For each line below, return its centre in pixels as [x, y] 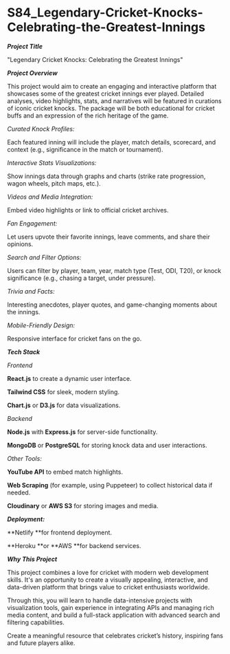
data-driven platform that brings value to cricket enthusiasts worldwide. [108, 587]
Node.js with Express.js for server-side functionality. [82, 432]
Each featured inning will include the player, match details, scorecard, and [112, 142]
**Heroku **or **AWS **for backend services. [74, 545]
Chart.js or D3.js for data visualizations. [64, 405]
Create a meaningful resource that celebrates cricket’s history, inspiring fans [115, 635]
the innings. [24, 312]
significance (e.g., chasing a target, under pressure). [81, 278]
